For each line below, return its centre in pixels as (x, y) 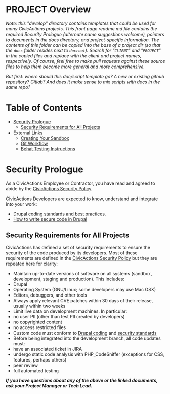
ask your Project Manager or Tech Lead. (49, 386)
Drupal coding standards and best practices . (59, 214)
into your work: (22, 204)
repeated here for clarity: (32, 264)
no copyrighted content (37, 322)
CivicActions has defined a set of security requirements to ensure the (78, 247)
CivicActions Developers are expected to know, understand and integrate (82, 199)
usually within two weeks (39, 306)
